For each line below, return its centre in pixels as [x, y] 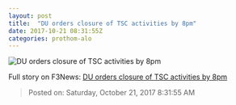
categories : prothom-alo [50, 38]
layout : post [30, 16]
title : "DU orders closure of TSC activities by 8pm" [103, 23]
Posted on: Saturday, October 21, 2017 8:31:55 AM [112, 93]
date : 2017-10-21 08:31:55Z [56, 31]
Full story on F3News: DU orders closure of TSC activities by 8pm [118, 77]
